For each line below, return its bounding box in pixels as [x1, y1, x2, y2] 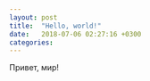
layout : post [9, 12, 58, 22]
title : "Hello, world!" [9, 21, 102, 30]
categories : [9, 37, 54, 47]
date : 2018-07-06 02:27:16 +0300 [9, 29, 142, 38]
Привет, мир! [9, 62, 60, 73]
